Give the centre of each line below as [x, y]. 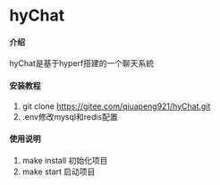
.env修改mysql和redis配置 [70, 116]
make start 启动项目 [59, 172]
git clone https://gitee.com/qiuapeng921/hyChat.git [116, 106]
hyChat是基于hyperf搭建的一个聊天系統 [82, 63]
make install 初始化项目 [65, 160]
